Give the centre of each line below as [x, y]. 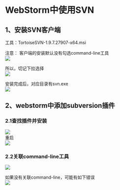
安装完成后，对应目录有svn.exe [37, 84]
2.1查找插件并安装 [26, 121]
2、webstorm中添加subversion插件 [60, 106]
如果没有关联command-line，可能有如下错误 [50, 177]
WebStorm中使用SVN [50, 10]
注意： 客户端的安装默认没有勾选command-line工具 [57, 53]
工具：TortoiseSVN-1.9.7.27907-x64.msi [45, 43]
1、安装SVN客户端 [33, 30]
